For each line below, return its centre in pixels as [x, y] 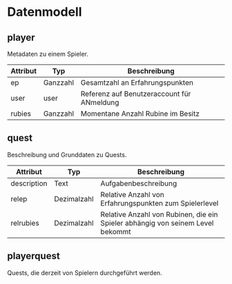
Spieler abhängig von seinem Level [157, 223]
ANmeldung [100, 102]
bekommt [116, 232]
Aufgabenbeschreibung [139, 183]
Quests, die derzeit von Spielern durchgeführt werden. [85, 272]
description [29, 183]
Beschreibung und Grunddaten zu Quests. [67, 154]
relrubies [25, 223]
